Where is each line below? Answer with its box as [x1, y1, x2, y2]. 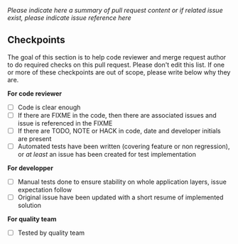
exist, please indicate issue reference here [7, 13, 131, 22]
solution [17, 201, 41, 210]
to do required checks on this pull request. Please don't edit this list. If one [7, 60, 225, 69]
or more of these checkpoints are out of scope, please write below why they [7, 67, 231, 77]
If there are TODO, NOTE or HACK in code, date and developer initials [17, 126, 222, 135]
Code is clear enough [17, 103, 81, 111]
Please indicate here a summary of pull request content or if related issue [7, 6, 223, 14]
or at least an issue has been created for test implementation [17, 150, 197, 159]
